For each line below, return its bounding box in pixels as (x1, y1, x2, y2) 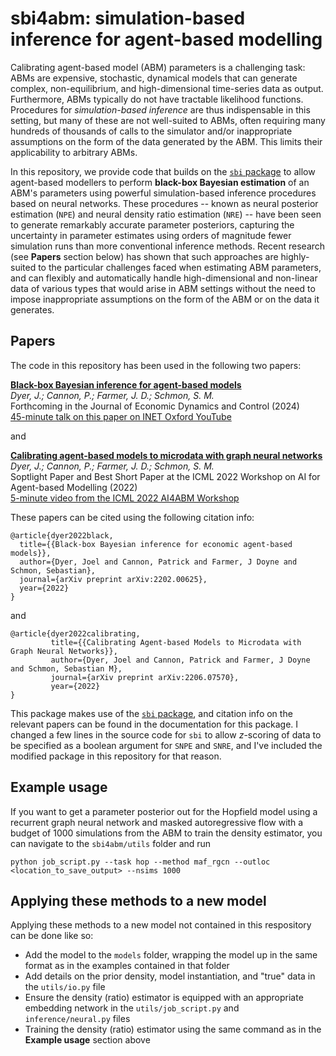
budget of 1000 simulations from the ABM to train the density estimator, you (10, 827, 323, 839)
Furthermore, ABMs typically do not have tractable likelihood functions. (10, 93, 304, 105)
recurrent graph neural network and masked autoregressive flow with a (10, 816, 304, 828)
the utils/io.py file (24, 981, 106, 993)
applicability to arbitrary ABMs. (10, 146, 138, 158)
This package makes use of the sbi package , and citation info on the (10, 707, 293, 719)
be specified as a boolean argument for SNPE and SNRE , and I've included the (10, 739, 323, 751)
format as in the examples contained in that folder (24, 960, 230, 972)
